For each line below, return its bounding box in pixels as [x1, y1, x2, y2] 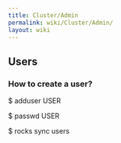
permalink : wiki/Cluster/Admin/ [8, 19, 113, 27]
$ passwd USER [8, 111, 60, 121]
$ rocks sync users [8, 127, 70, 136]
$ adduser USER [8, 96, 61, 105]
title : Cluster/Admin [8, 11, 79, 20]
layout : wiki [8, 26, 51, 34]
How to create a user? [8, 78, 93, 89]
